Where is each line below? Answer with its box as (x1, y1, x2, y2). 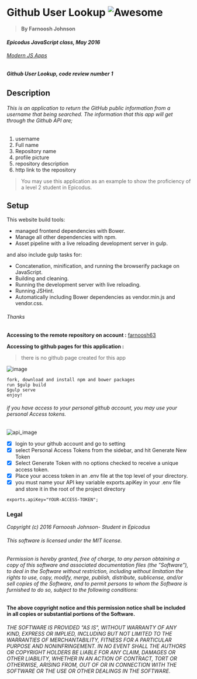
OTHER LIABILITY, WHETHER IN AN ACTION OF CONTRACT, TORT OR (6, 655, 178, 662)
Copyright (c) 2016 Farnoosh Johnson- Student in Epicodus (6, 523, 151, 530)
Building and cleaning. (15, 275, 69, 282)
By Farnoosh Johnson (20, 25, 75, 32)
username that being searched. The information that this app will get (6, 111, 173, 118)
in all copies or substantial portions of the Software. (6, 611, 136, 618)
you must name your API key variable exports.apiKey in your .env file (15, 479, 181, 486)
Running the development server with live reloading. (15, 281, 141, 288)
